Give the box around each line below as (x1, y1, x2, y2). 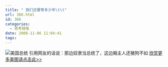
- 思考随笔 (10, 26, 30, 31)
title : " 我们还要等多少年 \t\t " (5, 7, 67, 13)
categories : (5, 21, 30, 27)
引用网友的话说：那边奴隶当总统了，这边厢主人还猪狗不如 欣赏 (29, 50, 158, 56)
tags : (5, 36, 17, 41)
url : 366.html (5, 12, 35, 17)
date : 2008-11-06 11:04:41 (5, 31, 62, 36)
